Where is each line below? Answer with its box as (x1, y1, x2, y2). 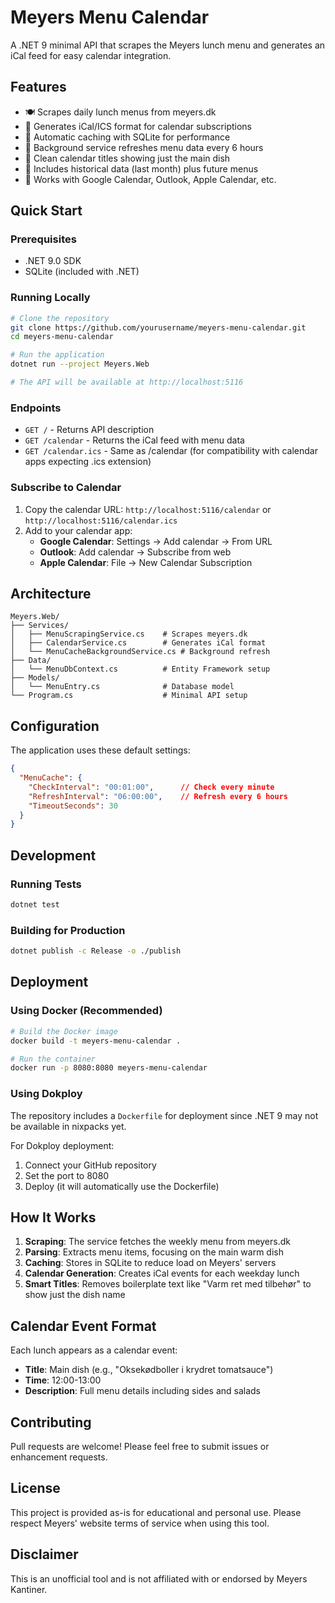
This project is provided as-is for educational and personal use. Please (10, 1506, 302, 1518)
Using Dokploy (10, 1087, 83, 1101)
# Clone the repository (10, 313, 110, 323)
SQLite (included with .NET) (24, 266, 140, 278)
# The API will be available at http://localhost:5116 (10, 377, 244, 388)
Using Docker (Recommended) (10, 1004, 163, 1018)
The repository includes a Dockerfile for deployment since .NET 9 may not (10, 1109, 319, 1121)
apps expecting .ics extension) (24, 456, 152, 468)
